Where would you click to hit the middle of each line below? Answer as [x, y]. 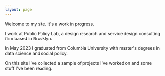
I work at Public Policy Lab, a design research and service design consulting [83, 33]
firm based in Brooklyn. [29, 38]
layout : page [19, 10]
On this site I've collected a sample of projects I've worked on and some [79, 63]
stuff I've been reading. [29, 68]
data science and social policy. [36, 53]
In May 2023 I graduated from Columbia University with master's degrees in [82, 48]
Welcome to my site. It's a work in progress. [50, 24]
